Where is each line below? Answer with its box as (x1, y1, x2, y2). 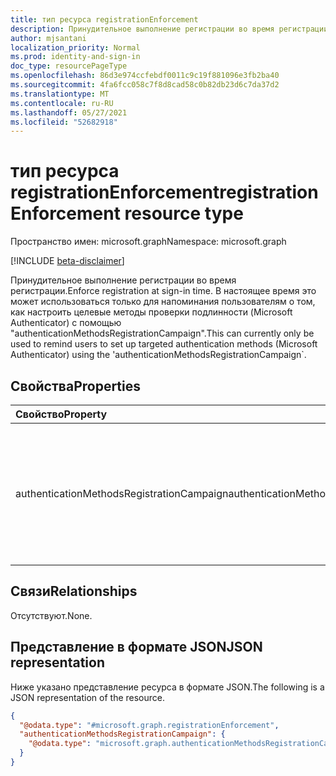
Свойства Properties (10, 377, 142, 395)
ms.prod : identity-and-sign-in (10, 52, 141, 62)
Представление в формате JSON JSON (10, 639, 263, 656)
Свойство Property (15, 407, 108, 421)
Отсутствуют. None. (10, 609, 93, 621)
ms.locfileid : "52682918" (10, 117, 118, 127)
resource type (124, 202, 244, 225)
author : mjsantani (10, 33, 87, 43)
